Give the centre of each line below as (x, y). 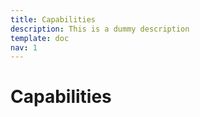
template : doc (40, 38)
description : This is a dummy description (100, 29)
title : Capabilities (53, 19)
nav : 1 (24, 47)
